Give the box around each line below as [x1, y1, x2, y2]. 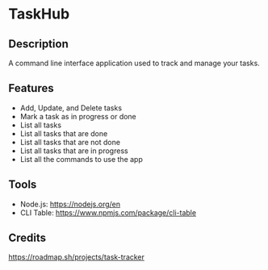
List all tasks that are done [19, 128, 108, 138]
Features [8, 81, 54, 95]
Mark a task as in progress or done [19, 111, 137, 121]
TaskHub [8, 5, 70, 23]
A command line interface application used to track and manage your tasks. [8, 58, 260, 68]
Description [8, 37, 69, 51]
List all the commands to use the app [19, 154, 144, 164]
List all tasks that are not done [19, 137, 121, 147]
